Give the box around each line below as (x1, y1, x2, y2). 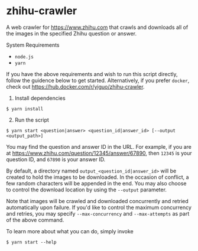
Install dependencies (14, 94, 66, 102)
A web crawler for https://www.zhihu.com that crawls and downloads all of (6, 24, 189, 31)
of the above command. (6, 216, 64, 223)
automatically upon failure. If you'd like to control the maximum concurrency (6, 204, 192, 211)
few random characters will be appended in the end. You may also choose (6, 180, 187, 187)
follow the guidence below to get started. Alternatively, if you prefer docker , (6, 77, 190, 84)
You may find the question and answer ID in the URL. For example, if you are (6, 143, 192, 150)
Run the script (14, 116, 49, 123)
